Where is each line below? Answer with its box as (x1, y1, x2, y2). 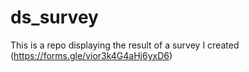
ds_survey (10, 6, 99, 29)
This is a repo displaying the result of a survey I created (10, 39, 240, 51)
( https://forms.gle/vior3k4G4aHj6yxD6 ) (10, 49, 173, 61)
